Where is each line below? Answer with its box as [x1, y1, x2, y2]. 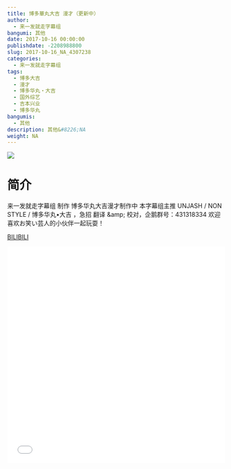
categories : [7, 55, 41, 62]
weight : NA [7, 132, 39, 139]
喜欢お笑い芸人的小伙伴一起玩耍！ [7, 219, 104, 227]
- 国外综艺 [13, 94, 41, 101]
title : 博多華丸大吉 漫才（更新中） [7, 10, 99, 17]
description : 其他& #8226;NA [7, 126, 86, 133]
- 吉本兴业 [13, 100, 41, 107]
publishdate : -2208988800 [7, 42, 82, 49]
